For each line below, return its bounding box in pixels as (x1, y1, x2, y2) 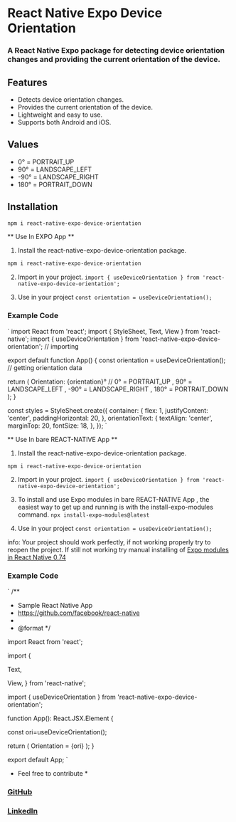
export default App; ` (7, 755, 68, 764)
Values (7, 139, 39, 151)
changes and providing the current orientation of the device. (7, 55, 220, 65)
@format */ (17, 623, 51, 632)
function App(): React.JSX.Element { (7, 714, 114, 722)
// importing (44, 342, 80, 350)
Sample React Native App (17, 601, 93, 609)
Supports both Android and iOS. (17, 117, 112, 126)
